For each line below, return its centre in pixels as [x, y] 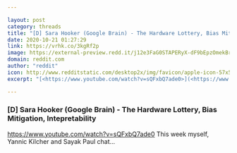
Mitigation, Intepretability [52, 118]
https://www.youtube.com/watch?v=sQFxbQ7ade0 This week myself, [108, 134]
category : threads [34, 26]
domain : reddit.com [36, 60]
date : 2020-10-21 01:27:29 [47, 39]
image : [17, 53]
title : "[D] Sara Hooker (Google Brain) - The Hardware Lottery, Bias [113, 33]
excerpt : [20, 79]
